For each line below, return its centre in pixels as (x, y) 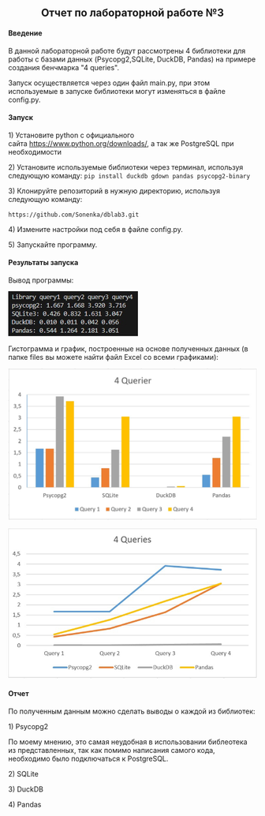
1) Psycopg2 (28, 726)
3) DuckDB (26, 789)
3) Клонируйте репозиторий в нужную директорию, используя (114, 191)
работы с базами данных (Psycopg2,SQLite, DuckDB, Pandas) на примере (132, 59)
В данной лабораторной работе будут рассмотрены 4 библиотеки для (127, 51)
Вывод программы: (41, 280)
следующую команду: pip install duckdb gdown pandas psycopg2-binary (129, 175)
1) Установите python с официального (71, 135)
